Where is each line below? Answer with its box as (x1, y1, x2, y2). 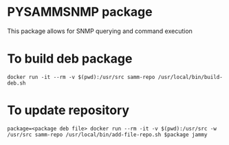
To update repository (7, 102, 129, 118)
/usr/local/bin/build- (157, 74, 223, 80)
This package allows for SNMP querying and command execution (7, 27, 193, 35)
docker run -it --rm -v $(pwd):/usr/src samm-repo (7, 74, 155, 80)
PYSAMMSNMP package (7, 4, 153, 20)
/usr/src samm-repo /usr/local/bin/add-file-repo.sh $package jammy (7, 131, 208, 138)
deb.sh (7, 80, 26, 87)
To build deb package (7, 51, 133, 67)
